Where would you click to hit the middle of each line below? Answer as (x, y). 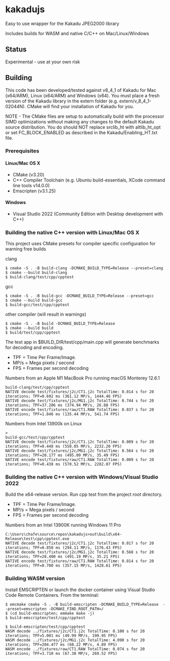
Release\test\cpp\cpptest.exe (38, 539)
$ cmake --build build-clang (36, 273)
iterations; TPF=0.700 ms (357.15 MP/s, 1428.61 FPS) (64, 566)
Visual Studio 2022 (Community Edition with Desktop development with (88, 214)
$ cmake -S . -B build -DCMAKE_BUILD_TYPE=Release (60, 324)
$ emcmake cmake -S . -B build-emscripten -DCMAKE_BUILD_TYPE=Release (82, 604)
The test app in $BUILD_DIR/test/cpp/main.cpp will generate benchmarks (82, 342)
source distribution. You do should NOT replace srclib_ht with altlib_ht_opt (83, 127)
